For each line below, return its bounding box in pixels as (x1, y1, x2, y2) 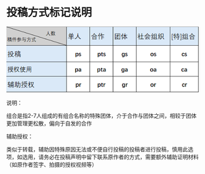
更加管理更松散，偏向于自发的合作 (6, 120, 92, 127)
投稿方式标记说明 (6, 5, 93, 20)
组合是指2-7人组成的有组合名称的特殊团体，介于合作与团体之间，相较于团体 (6, 112, 197, 120)
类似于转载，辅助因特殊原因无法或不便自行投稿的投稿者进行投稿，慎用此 (6, 146, 188, 153)
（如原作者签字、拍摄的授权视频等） (6, 161, 98, 169)
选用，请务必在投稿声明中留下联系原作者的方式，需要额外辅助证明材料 (22, 153, 199, 161)
